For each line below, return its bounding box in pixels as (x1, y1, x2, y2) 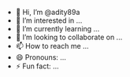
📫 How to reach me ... (15, 42, 89, 50)
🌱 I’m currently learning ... (15, 24, 100, 33)
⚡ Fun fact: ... (15, 61, 59, 71)
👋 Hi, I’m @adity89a (15, 8, 80, 16)
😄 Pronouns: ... (15, 53, 67, 62)
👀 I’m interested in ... (15, 16, 83, 25)
